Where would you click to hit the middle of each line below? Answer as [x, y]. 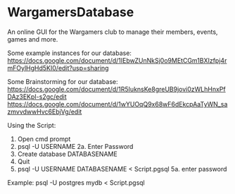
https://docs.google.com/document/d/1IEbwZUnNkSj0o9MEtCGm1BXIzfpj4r [117, 60]
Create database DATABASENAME [67, 154]
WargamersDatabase [71, 12]
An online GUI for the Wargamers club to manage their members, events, [113, 32]
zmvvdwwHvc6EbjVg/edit [45, 111]
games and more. [33, 39]
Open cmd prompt [44, 139]
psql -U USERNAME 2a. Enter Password [75, 146]
